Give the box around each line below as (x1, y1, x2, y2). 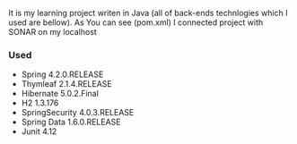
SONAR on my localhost (8, 27, 98, 37)
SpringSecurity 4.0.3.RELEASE (21, 107, 135, 118)
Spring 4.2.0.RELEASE (21, 69, 104, 80)
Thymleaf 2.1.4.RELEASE (21, 79, 113, 89)
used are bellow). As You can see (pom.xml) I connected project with (8, 17, 264, 28)
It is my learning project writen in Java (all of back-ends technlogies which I (8, 8, 288, 18)
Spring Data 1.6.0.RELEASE (21, 116, 121, 128)
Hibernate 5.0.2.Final (21, 89, 100, 99)
